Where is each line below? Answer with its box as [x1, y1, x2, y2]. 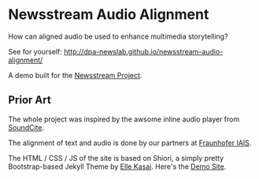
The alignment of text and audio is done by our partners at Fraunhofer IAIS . [8, 138, 252, 147]
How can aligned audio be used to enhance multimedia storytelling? [8, 32, 228, 41]
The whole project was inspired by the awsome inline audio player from [8, 114, 240, 124]
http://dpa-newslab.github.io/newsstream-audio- [64, 47, 224, 56]
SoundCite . [8, 122, 45, 132]
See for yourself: [8, 47, 63, 56]
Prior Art [8, 93, 51, 107]
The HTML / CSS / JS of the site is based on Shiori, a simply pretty [8, 153, 224, 162]
